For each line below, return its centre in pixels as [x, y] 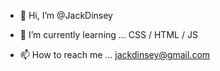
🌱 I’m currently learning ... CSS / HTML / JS [108, 34]
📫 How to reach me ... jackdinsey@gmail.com [115, 54]
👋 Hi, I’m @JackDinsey [66, 15]
